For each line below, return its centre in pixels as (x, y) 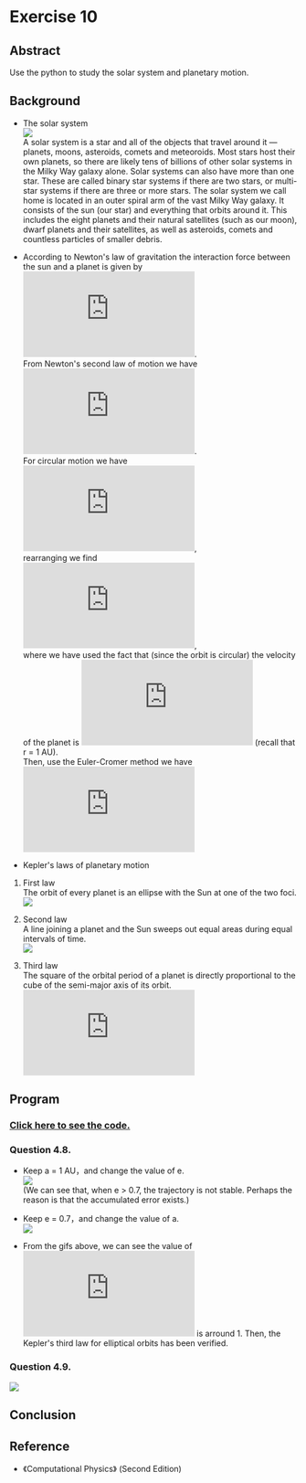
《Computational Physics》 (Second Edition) (102, 1468)
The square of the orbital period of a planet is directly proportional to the (159, 975)
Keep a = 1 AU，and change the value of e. (103, 1171)
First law (39, 883)
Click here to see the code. (70, 1126)
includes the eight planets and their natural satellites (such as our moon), (160, 219)
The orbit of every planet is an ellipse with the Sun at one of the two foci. (159, 892)
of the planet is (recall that (159, 742)
